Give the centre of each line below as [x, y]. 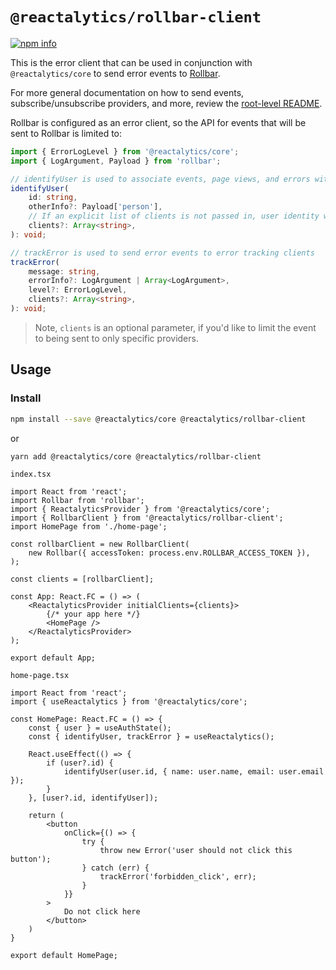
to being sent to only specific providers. [116, 338]
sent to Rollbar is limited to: [66, 133]
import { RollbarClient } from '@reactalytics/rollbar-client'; [147, 518]
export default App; [53, 658]
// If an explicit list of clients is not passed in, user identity [174, 216]
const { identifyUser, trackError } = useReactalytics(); [151, 737]
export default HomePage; [64, 956]
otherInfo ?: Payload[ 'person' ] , [95, 207]
